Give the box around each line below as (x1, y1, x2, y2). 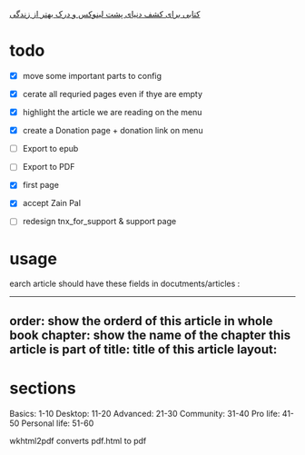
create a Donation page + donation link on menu (22, 125, 203, 136)
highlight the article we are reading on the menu (22, 107, 202, 118)
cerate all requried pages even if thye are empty (22, 89, 202, 99)
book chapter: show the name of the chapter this (9, 327, 291, 342)
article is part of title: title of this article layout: (9, 341, 278, 357)
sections (9, 378, 76, 399)
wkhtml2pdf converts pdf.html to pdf (9, 435, 147, 446)
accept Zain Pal (22, 198, 82, 209)
